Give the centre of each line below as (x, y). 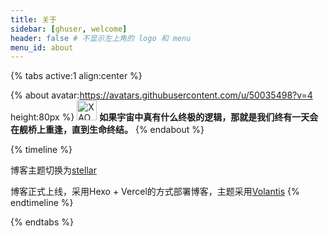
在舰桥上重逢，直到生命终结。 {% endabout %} (107, 130)
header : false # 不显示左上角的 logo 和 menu (101, 38)
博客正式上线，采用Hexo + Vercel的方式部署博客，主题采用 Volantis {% (155, 192)
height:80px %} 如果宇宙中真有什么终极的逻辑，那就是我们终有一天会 (164, 117)
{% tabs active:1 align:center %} (76, 76)
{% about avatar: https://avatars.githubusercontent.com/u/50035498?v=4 (161, 95)
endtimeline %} (42, 203)
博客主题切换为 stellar (53, 170)
